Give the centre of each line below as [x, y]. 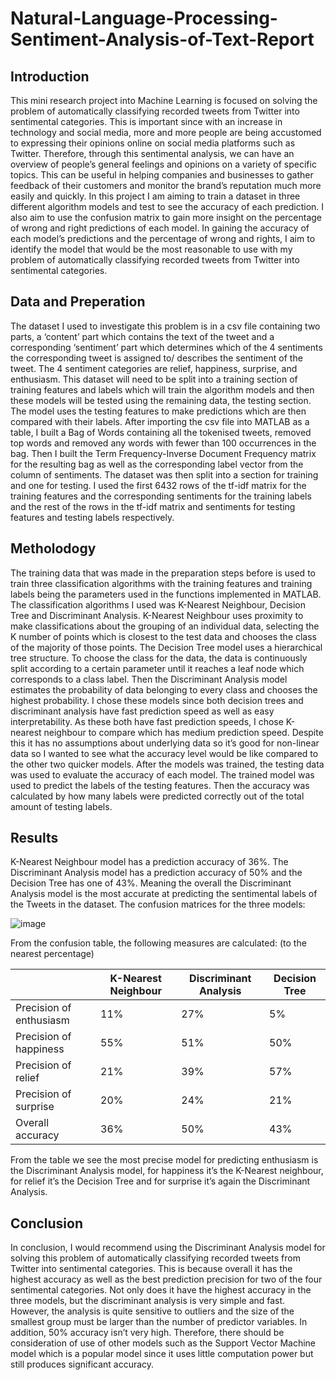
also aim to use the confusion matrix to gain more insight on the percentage [166, 217]
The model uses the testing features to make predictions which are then [158, 411]
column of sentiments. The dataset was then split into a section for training [164, 474]
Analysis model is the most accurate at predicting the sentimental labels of [164, 894]
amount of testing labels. [61, 806]
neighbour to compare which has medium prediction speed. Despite [183, 732]
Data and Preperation [78, 302]
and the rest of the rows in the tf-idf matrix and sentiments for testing [153, 506]
